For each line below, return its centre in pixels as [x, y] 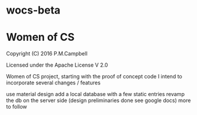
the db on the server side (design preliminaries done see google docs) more [98, 100]
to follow [17, 107]
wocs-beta [33, 10]
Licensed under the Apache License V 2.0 [57, 65]
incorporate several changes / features [53, 83]
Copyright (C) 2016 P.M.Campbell [47, 54]
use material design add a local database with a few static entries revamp [95, 94]
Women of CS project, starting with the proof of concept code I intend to [94, 77]
